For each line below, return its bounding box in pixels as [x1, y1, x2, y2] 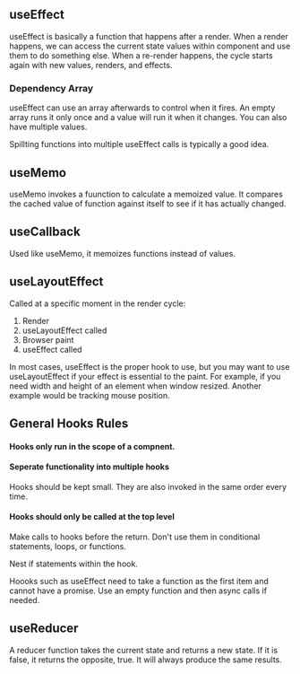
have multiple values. [9, 121, 88, 133]
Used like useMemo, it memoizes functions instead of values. [9, 248, 236, 258]
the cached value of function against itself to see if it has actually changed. [9, 197, 287, 209]
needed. [9, 594, 40, 605]
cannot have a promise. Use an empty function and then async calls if [9, 585, 267, 596]
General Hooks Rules [9, 416, 129, 431]
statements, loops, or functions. [9, 540, 127, 551]
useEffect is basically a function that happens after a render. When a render [9, 31, 288, 41]
